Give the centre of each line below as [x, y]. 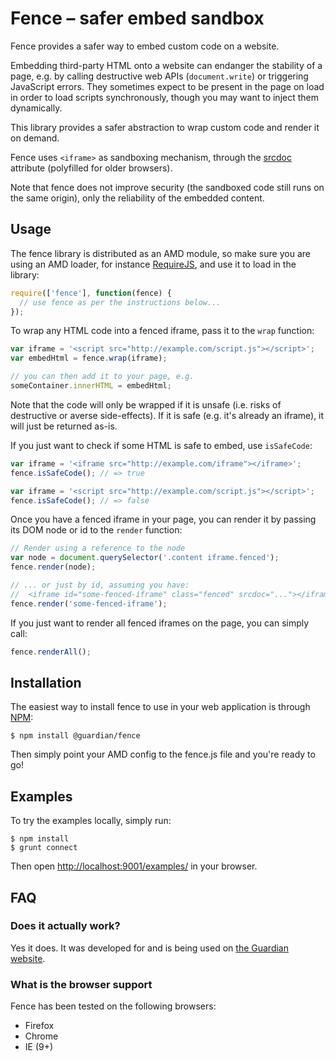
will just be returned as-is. [64, 426]
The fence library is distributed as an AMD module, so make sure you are [160, 253]
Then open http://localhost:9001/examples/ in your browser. [134, 866]
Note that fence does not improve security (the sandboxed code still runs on [167, 187]
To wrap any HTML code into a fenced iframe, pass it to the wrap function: [162, 331]
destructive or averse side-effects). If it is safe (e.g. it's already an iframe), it [167, 415]
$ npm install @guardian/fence [75, 736]
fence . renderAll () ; [51, 652]
